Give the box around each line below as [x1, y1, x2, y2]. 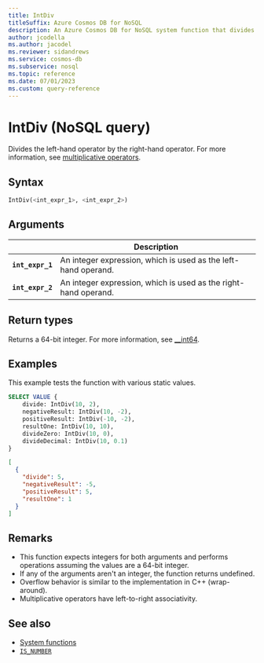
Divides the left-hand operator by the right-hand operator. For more [8, 145, 226, 154]
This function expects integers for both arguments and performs [19, 552, 229, 562]
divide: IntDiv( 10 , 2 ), [22, 401, 101, 408]
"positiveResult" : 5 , [22, 488, 93, 496]
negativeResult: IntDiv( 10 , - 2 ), [22, 408, 132, 416]
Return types [8, 313, 73, 327]
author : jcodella [8, 33, 65, 42]
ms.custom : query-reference [8, 84, 101, 93]
